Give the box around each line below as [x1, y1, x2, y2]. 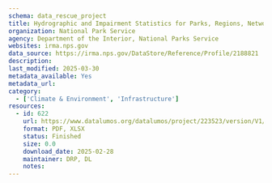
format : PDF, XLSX [23, 125, 85, 133]
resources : [8, 102, 45, 110]
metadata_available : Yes [8, 72, 92, 80]
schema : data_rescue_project [8, 11, 107, 20]
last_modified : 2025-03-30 [8, 65, 100, 73]
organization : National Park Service [8, 27, 136, 35]
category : [8, 87, 42, 96]
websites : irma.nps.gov [8, 42, 89, 50]
